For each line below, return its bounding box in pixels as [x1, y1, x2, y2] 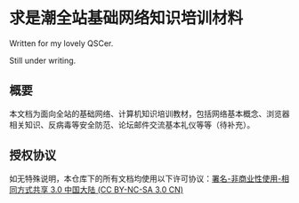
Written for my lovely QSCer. [9, 37, 114, 49]
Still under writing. [9, 55, 77, 66]
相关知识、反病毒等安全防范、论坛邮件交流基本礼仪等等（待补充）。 [9, 119, 255, 129]
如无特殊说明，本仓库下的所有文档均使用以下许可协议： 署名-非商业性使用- [9, 173, 282, 183]
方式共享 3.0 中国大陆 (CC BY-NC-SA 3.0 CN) [16, 183, 184, 195]
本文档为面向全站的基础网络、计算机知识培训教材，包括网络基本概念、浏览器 [9, 108, 290, 119]
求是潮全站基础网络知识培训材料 [9, 8, 244, 28]
